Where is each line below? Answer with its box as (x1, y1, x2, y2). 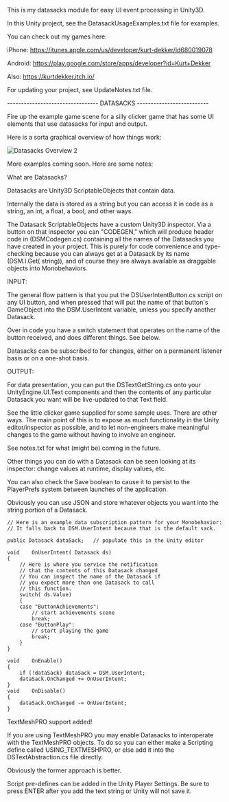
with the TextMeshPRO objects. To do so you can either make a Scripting (7, 739, 213, 746)
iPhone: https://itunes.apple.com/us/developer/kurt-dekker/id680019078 (7, 46, 213, 54)
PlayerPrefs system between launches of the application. (7, 485, 168, 493)
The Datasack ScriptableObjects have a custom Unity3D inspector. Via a (7, 220, 211, 228)
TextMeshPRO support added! (7, 718, 93, 726)
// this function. (19, 585, 72, 592)
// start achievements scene (32, 609, 115, 616)
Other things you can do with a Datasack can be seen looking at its (7, 457, 196, 465)
